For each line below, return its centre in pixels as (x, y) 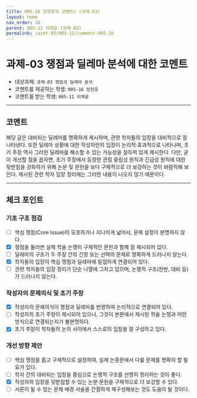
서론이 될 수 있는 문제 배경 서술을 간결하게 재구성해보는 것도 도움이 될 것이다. (102, 389)
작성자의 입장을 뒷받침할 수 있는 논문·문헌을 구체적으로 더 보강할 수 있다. (96, 382)
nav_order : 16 (23, 22)
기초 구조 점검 (24, 218)
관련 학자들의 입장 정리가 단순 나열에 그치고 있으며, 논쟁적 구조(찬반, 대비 (97, 269)
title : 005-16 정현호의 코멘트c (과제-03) (53, 11)
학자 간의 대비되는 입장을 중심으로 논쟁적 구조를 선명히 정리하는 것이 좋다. (98, 374)
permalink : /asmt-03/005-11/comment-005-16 (60, 34)
